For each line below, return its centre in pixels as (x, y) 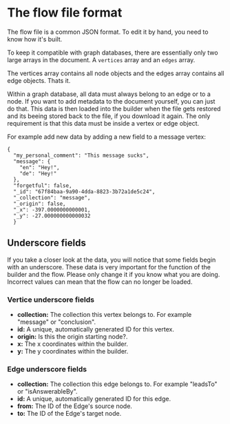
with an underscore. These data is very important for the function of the (109, 267)
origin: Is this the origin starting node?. (72, 337)
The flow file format (65, 13)
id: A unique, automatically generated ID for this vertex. (95, 329)
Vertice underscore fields (51, 300)
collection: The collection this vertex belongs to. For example (104, 315)
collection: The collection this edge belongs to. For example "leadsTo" (117, 384)
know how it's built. (35, 39)
